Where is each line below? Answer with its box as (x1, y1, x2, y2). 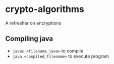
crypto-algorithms (5, 3, 84, 15)
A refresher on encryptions (5, 20, 62, 26)
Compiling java (5, 34, 53, 43)
